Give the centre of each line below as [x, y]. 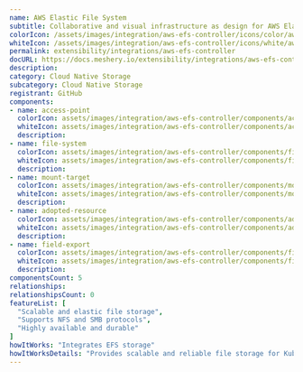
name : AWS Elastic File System [68, 18]
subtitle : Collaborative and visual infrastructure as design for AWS [145, 26]
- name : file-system [48, 144]
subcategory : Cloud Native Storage [76, 85]
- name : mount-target [50, 177]
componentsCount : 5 [46, 278]
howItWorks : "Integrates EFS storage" [82, 345]
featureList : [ [38, 303]
